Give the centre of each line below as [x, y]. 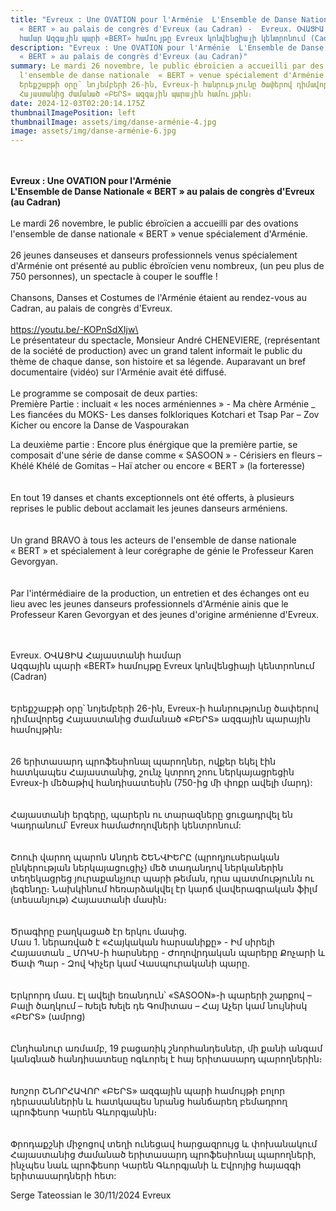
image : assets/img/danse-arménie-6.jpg [93, 131]
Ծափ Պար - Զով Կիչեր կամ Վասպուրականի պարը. [130, 963]
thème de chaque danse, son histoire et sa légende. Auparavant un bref [158, 362]
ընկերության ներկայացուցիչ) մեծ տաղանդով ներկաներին [147, 868]
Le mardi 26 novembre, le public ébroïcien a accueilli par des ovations [154, 223]
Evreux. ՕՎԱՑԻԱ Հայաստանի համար [96, 655]
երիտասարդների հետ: [63, 1176]
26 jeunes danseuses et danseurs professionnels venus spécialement [154, 255]
